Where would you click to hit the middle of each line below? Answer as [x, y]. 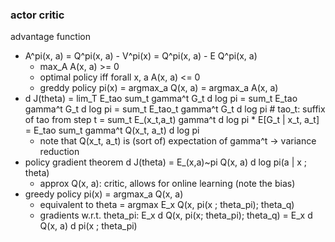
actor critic [37, 15]
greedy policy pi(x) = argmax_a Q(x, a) [104, 194]
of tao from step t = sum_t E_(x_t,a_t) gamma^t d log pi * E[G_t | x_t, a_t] [172, 120]
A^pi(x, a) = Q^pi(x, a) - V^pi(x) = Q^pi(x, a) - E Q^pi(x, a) [141, 56]
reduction [59, 152]
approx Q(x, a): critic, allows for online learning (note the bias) [167, 184]
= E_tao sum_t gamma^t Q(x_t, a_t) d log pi [112, 130]
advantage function [50, 37]
